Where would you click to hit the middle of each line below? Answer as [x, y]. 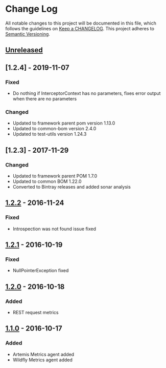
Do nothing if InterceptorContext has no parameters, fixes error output [87, 93]
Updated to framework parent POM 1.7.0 [55, 176]
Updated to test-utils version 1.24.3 [50, 134]
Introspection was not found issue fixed [54, 229]
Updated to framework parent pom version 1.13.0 [64, 123]
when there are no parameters [45, 99]
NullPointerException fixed [41, 271]
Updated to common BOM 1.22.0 [47, 181]
